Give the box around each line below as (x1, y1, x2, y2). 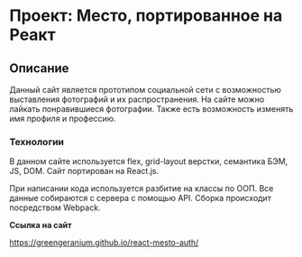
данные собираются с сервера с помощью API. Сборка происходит (9, 193, 272, 204)
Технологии (9, 135, 65, 148)
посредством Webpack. (9, 202, 101, 213)
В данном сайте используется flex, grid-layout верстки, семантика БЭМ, (9, 156, 288, 167)
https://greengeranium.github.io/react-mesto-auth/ (9, 237, 199, 248)
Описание (9, 60, 69, 76)
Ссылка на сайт (9, 220, 72, 231)
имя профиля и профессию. (9, 114, 116, 124)
